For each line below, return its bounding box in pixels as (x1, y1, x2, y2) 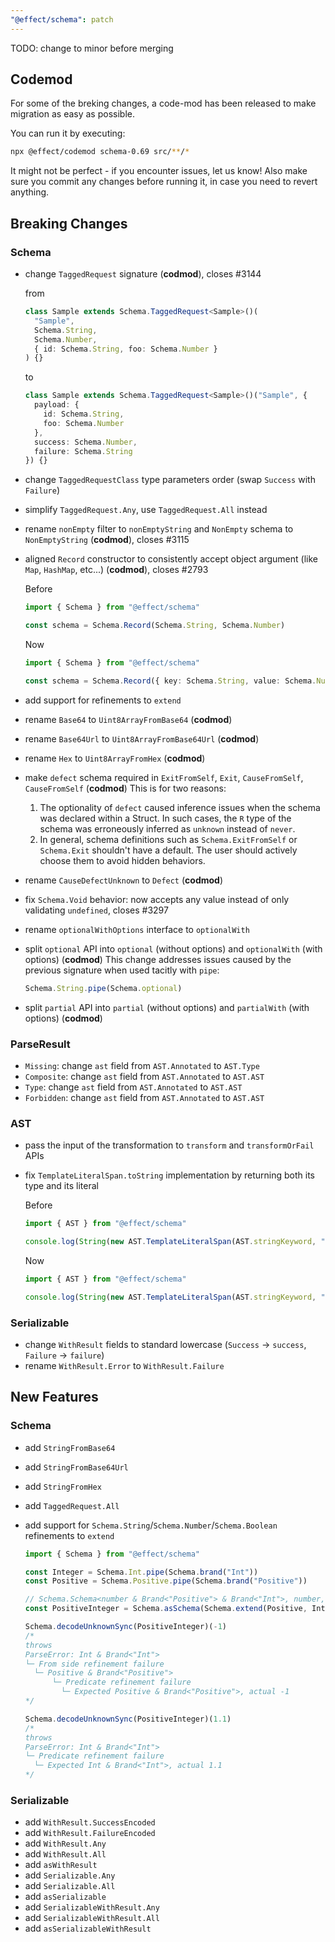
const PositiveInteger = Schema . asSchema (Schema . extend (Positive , (24, 1604, 308, 1614)
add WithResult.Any (24, 1837, 107, 1850)
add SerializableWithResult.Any (24, 1901, 160, 1913)
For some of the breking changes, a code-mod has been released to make (10, 97, 317, 110)
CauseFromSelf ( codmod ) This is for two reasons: (24, 782, 227, 794)
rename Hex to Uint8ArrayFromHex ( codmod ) (24, 752, 206, 764)
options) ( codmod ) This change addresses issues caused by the (24, 953, 292, 965)
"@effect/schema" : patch (10, 14, 114, 25)
